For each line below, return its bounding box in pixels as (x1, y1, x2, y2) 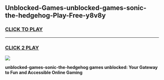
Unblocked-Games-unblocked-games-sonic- (5, 4, 146, 12)
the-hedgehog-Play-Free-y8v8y (5, 12, 106, 20)
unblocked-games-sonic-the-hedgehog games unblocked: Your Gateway (5, 64, 158, 70)
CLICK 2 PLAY (5, 44, 39, 51)
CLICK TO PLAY (5, 26, 43, 33)
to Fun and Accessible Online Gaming (5, 69, 83, 75)
